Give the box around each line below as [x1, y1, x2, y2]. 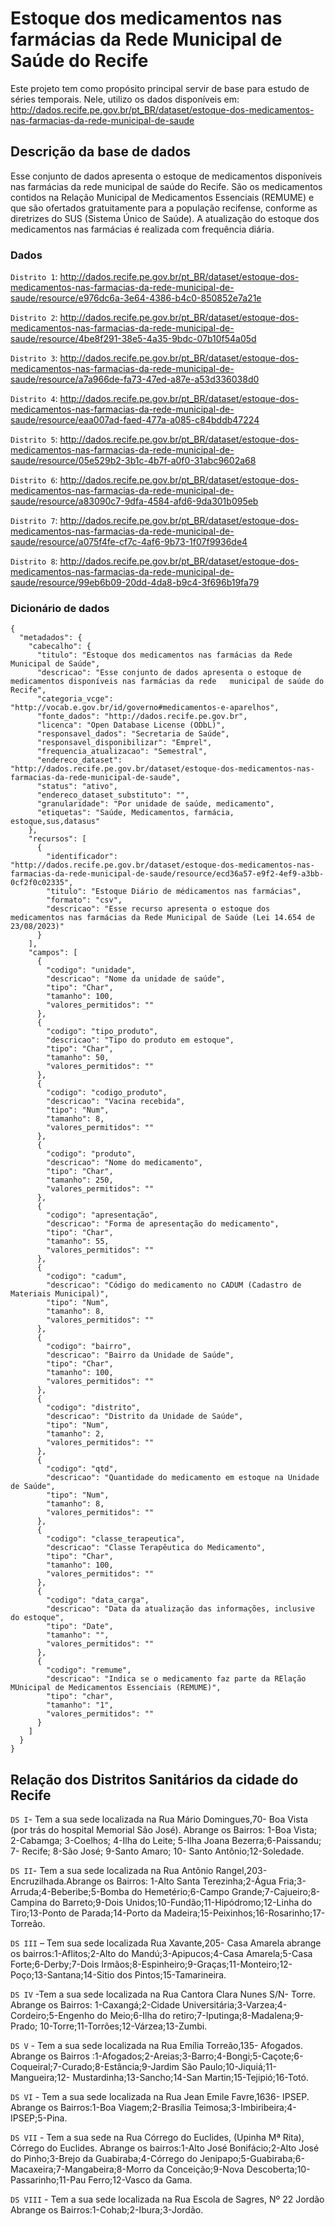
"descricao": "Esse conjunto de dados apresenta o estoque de [36, 668, 302, 678]
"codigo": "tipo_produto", [46, 1027, 159, 1037]
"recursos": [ [28, 834, 87, 844]
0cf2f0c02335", [10, 878, 74, 888]
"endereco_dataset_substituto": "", [36, 790, 190, 801]
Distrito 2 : [10, 312, 58, 324]
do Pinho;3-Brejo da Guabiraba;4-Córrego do [10, 2153, 198, 2165]
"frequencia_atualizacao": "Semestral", [36, 747, 208, 757]
